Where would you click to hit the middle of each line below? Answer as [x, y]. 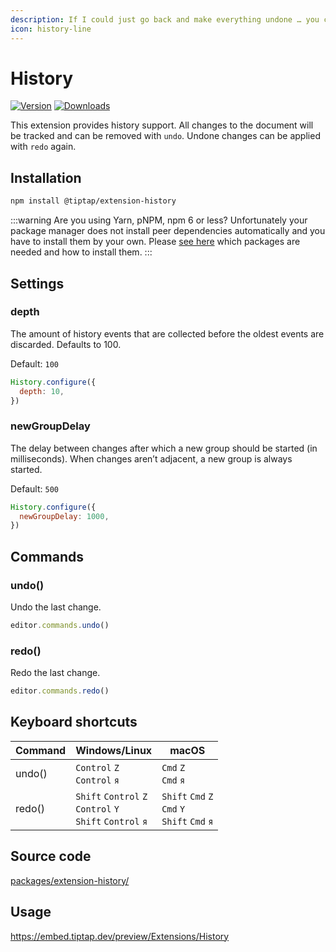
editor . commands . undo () [60, 626]
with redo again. [43, 147]
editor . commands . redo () [60, 691]
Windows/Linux [114, 750]
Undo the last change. [56, 607]
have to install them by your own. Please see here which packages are [155, 242]
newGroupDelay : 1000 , [64, 516]
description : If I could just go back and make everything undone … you [165, 19]
